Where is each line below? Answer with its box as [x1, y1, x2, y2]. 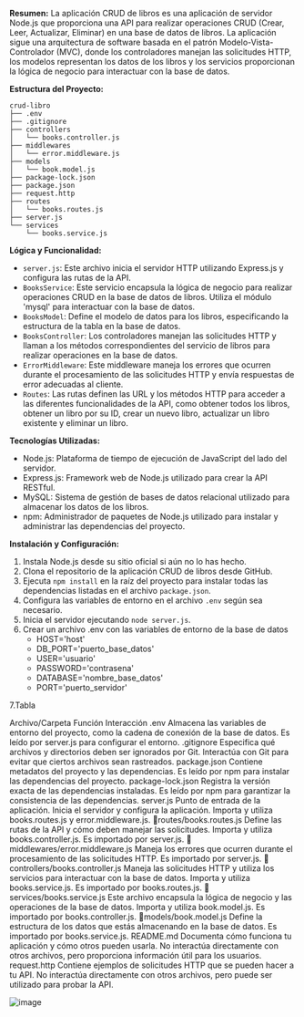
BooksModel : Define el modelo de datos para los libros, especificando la [22, 311, 289, 322]
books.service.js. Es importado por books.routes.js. [9, 882, 203, 893]
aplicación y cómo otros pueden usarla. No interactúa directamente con [9, 940, 279, 951]
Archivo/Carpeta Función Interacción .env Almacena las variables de [9, 718, 267, 728]
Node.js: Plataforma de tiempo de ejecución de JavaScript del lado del [22, 453, 288, 463]
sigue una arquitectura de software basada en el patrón [9, 36, 218, 47]
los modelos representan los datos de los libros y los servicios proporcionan [9, 57, 296, 67]
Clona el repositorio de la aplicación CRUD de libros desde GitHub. [22, 566, 273, 576]
